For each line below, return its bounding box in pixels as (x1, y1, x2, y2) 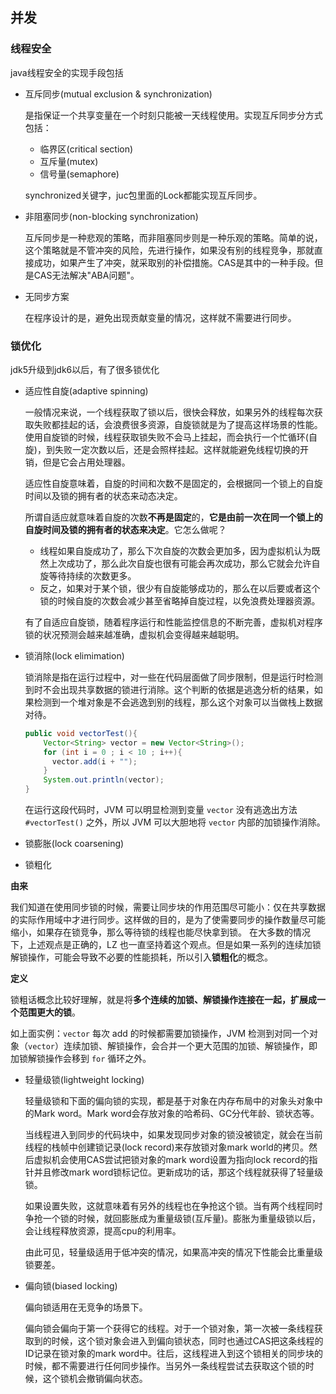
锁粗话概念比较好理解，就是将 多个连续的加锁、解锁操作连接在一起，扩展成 (10, 994, 317, 1006)
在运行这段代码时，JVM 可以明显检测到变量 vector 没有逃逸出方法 (24, 804, 298, 816)
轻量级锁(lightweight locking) (24, 1074, 145, 1086)
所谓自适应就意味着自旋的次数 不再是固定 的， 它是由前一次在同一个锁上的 (24, 511, 323, 523)
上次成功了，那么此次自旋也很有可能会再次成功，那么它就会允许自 (48, 557, 321, 569)
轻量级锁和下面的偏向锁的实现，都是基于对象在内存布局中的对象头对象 (24, 1095, 315, 1107)
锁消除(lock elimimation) (24, 649, 125, 662)
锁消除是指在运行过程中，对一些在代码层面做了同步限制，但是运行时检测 (24, 671, 323, 683)
